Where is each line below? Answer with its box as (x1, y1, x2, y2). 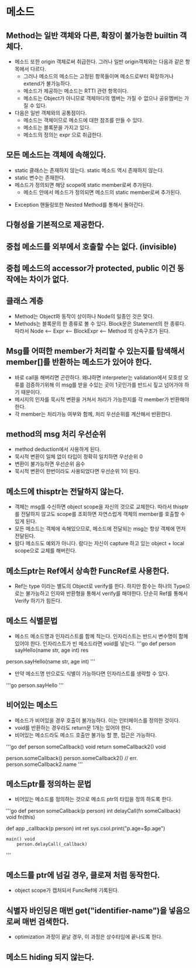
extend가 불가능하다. (23, 80, 72, 87)
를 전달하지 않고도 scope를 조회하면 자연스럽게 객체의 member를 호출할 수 (14, 511, 185, 518)
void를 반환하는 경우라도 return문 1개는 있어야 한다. (14, 724, 132, 731)
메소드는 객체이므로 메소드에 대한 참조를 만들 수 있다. (23, 117, 144, 124)
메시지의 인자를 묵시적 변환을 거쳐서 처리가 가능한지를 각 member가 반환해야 (14, 396, 190, 403)
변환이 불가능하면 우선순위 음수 (14, 460, 85, 467)
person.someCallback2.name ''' (6, 761, 83, 768)
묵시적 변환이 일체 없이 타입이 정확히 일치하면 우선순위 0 (14, 453, 143, 460)
